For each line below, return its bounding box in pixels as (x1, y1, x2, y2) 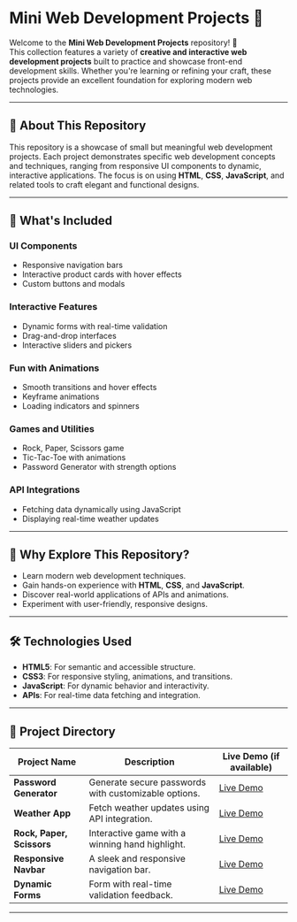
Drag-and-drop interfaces (21, 330, 117, 341)
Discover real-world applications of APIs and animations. (21, 589, 230, 600)
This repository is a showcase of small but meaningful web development (9, 142, 273, 152)
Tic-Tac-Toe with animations (21, 452, 126, 463)
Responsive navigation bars (21, 260, 124, 271)
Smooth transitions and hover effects (21, 382, 157, 393)
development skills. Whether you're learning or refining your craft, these (9, 65, 272, 76)
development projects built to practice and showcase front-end (9, 56, 243, 66)
